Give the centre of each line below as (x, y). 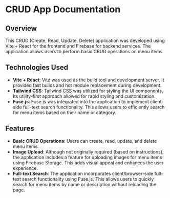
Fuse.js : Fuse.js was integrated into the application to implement (81, 101)
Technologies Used (37, 68)
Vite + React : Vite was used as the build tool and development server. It (89, 80)
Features (20, 129)
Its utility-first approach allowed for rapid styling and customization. (84, 96)
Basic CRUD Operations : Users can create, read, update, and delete (85, 141)
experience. (25, 168)
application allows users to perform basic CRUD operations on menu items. (84, 51)
